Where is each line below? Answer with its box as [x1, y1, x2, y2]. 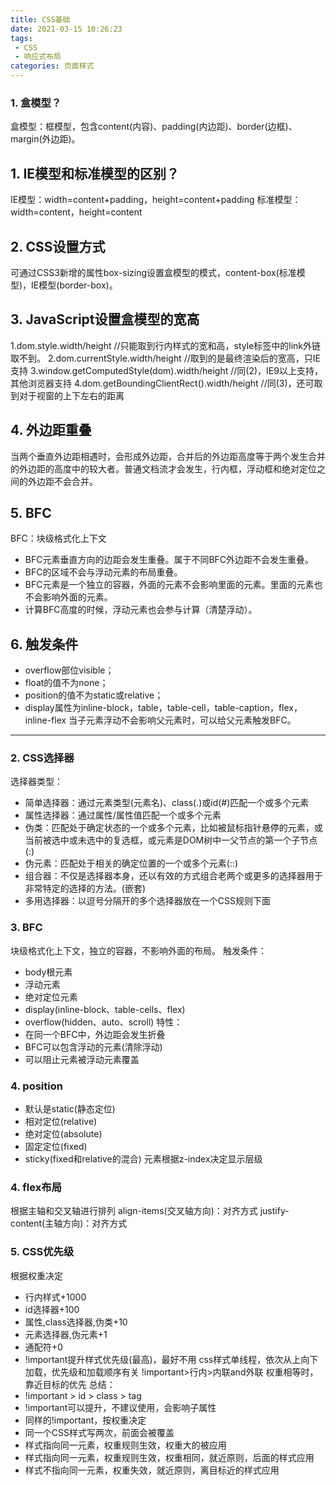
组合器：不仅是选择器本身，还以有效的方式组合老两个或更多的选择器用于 [24, 870, 323, 882]
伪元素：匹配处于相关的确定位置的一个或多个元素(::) [24, 857, 239, 870]
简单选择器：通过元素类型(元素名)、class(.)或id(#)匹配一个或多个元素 [24, 797, 310, 809]
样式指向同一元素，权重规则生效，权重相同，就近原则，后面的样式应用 [24, 1451, 315, 1463]
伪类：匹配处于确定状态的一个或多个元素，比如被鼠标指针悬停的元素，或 [24, 822, 323, 834]
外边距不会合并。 [27, 475, 98, 487]
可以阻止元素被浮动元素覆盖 [24, 1053, 140, 1065]
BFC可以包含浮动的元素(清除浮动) [24, 1041, 163, 1053]
